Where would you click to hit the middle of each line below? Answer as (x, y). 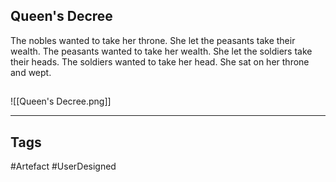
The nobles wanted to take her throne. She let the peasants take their (153, 40)
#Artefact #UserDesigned (63, 166)
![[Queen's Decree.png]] (61, 101)
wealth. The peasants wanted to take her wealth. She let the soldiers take (161, 51)
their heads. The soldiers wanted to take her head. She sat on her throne (160, 61)
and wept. (31, 72)
